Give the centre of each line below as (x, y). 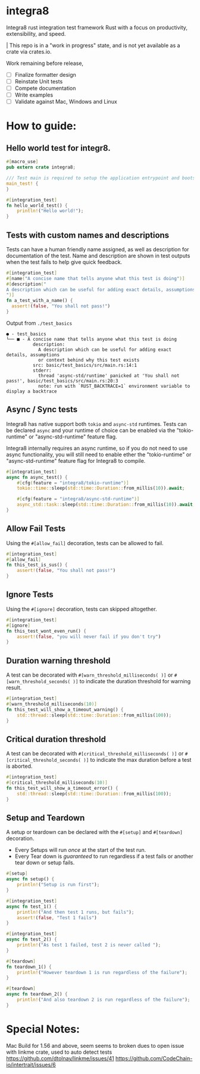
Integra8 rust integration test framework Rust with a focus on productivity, (97, 27)
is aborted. (19, 766)
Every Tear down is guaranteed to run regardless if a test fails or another (104, 857)
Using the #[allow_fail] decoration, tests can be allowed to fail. (85, 543)
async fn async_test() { (37, 477)
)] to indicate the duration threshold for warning (132, 681)
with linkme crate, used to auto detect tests (59, 1052)
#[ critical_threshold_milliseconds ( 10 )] (57, 783)
